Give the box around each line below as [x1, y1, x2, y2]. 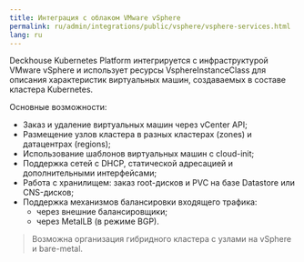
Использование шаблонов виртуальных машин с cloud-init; [22, 148, 255, 159]
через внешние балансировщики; [35, 207, 168, 217]
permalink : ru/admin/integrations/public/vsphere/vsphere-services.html [9, 22, 291, 31]
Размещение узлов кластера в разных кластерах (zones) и [22, 129, 252, 140]
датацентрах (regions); [22, 138, 111, 150]
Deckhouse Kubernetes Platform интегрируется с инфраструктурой [9, 55, 269, 66]
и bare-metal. [31, 243, 84, 255]
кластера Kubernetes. [9, 84, 94, 96]
